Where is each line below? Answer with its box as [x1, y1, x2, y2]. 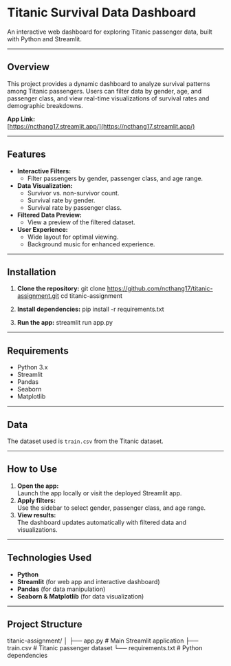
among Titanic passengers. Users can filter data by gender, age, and [7, 87, 202, 95]
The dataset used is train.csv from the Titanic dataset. [7, 437, 164, 445]
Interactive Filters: [16, 166, 71, 175]
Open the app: [16, 482, 59, 490]
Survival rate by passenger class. [27, 203, 122, 211]
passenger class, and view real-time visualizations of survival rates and [7, 94, 210, 103]
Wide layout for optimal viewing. [27, 233, 119, 241]
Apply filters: [16, 496, 56, 504]
